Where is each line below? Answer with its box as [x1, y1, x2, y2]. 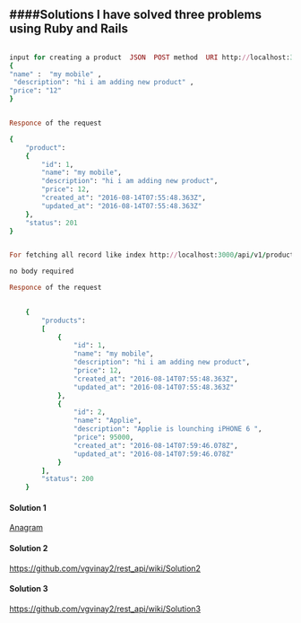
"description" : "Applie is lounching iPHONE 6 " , [73, 425, 262, 434]
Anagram [9, 522, 43, 533]
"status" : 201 [25, 218, 78, 227]
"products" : [41, 316, 87, 325]
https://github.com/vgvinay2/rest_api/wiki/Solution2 [9, 563, 202, 574]
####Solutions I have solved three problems [9, 7, 262, 22]
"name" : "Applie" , [73, 417, 142, 426]
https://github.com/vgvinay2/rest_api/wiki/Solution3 [9, 603, 202, 614]
